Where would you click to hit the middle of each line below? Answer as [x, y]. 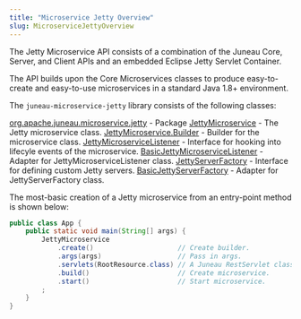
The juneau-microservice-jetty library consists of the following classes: [143, 105]
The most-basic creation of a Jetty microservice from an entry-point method [150, 197]
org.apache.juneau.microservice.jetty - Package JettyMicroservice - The [144, 123]
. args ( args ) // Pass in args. [150, 256]
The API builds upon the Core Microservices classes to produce [127, 78]
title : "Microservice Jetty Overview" [82, 17]
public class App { [46, 223]
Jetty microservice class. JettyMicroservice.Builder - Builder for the [134, 132]
